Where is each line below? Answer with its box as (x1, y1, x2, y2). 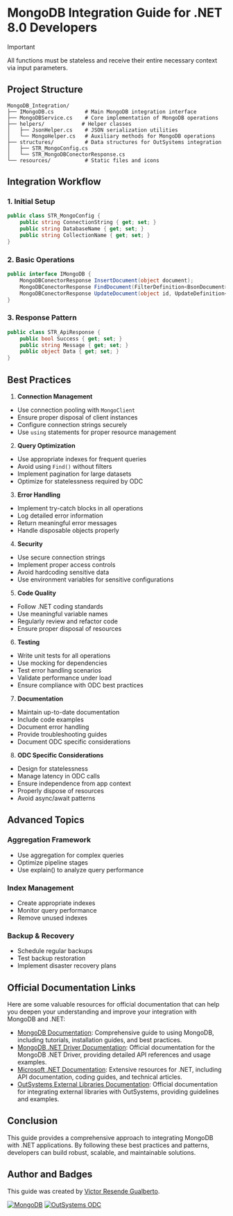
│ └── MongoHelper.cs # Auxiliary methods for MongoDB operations (7, 132, 216, 140)
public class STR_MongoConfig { (7, 212, 101, 220)
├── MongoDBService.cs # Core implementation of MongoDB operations (7, 114, 218, 121)
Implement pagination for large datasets (17, 470, 132, 478)
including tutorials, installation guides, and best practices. (17, 1036, 182, 1044)
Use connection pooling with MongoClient (17, 406, 135, 414)
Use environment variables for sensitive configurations (17, 575, 174, 584)
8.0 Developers (7, 19, 98, 35)
